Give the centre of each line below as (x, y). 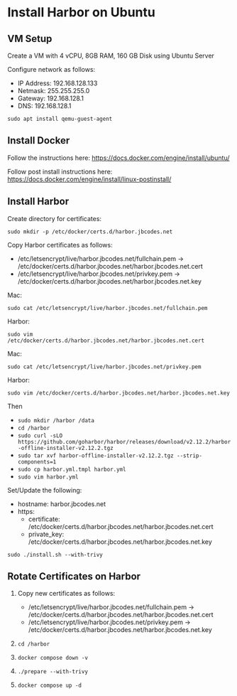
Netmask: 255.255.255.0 (54, 91)
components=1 (37, 462)
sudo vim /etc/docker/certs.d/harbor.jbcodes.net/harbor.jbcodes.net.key (119, 393)
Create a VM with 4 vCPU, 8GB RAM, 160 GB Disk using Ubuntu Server (111, 55)
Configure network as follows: (51, 69)
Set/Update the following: (45, 490)
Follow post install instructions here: (60, 171)
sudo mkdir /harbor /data (56, 420)
